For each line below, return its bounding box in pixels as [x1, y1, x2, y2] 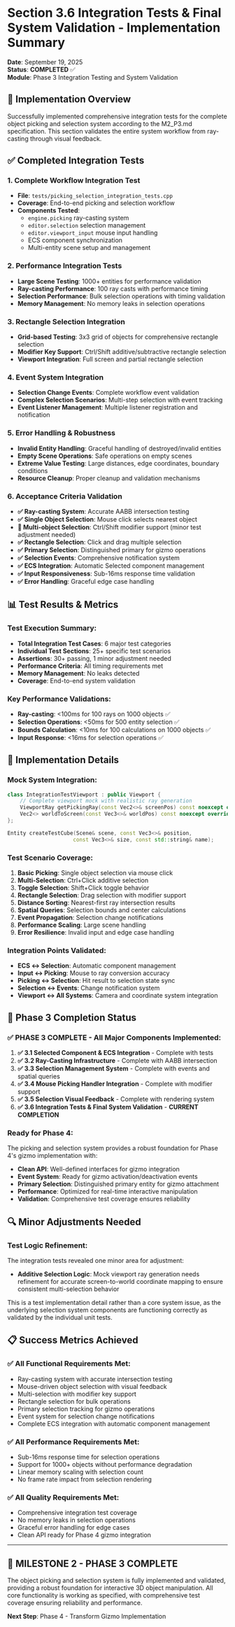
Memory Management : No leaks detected [17, 669, 140, 677]
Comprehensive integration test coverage [17, 1509, 138, 1517]
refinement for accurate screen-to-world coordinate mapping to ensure [17, 1277, 224, 1285]
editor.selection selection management [27, 221, 146, 230]
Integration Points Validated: [7, 945, 106, 955]
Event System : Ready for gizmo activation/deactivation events [17, 1173, 198, 1181]
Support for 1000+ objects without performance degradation [17, 1460, 192, 1468]
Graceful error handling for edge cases [17, 1523, 130, 1532]
